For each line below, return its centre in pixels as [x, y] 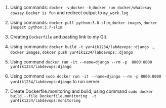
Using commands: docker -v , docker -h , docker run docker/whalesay [81, 7]
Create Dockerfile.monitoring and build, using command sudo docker [81, 91]
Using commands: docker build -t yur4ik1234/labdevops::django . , [82, 47]
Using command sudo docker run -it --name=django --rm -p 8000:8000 [86, 76]
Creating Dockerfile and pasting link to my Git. [59, 37]
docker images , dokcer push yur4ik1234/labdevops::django [71, 52]
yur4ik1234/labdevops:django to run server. [55, 81]
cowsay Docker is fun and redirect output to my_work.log [69, 13]
